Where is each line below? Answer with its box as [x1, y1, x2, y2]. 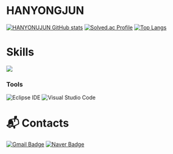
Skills [6, 45, 35, 59]
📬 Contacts [6, 116, 69, 130]
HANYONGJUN [6, 4, 84, 18]
